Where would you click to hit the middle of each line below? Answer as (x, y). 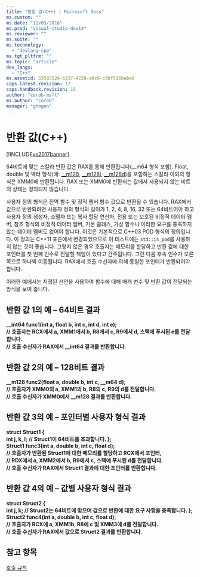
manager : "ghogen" (29, 106)
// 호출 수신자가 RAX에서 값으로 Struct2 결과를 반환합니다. (74, 532)
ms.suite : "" (22, 39)
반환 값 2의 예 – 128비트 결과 (56, 367)
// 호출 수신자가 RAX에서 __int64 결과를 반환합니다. (66, 346)
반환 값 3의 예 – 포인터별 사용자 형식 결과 (76, 417)
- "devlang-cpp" (32, 51)
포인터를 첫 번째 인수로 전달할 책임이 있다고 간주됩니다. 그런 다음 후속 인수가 (95, 254)
